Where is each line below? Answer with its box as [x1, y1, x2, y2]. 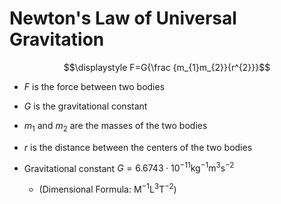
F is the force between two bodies [23, 80, 166, 92]
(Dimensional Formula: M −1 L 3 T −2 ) [38, 182, 177, 196]
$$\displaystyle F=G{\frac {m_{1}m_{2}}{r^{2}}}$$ [63, 61, 271, 73]
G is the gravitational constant [23, 100, 148, 112]
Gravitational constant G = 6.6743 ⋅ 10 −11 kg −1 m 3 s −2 [23, 160, 235, 174]
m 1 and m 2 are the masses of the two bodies [23, 119, 208, 134]
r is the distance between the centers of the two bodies [23, 141, 253, 153]
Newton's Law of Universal [9, 7, 237, 30]
